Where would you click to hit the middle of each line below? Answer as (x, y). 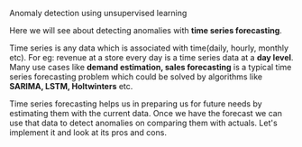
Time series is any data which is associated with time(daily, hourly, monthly (149, 48)
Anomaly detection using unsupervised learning (98, 13)
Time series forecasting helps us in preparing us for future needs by (136, 104)
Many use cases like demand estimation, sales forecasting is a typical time (151, 67)
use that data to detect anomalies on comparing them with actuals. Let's (143, 123)
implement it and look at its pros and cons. (88, 133)
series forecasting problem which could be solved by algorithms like (136, 77)
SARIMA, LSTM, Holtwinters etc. (71, 86)
